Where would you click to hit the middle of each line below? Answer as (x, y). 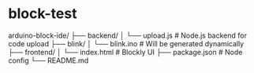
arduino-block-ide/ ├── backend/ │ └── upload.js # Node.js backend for (127, 35)
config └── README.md (49, 60)
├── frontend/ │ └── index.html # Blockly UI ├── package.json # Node (125, 52)
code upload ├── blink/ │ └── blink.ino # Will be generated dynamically (126, 43)
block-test (43, 14)
